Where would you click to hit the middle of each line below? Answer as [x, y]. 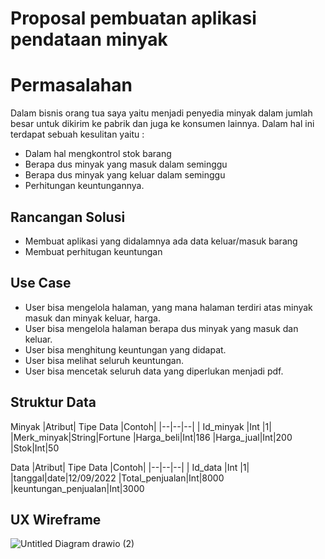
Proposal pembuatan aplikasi [133, 18]
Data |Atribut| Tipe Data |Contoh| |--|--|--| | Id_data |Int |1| [130, 467]
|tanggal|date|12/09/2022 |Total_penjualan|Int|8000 [117, 478]
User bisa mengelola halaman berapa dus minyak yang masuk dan [161, 328]
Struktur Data [53, 402]
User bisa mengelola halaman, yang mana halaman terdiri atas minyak [168, 307]
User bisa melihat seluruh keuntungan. [104, 360]
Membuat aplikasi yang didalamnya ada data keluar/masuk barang [161, 241]
